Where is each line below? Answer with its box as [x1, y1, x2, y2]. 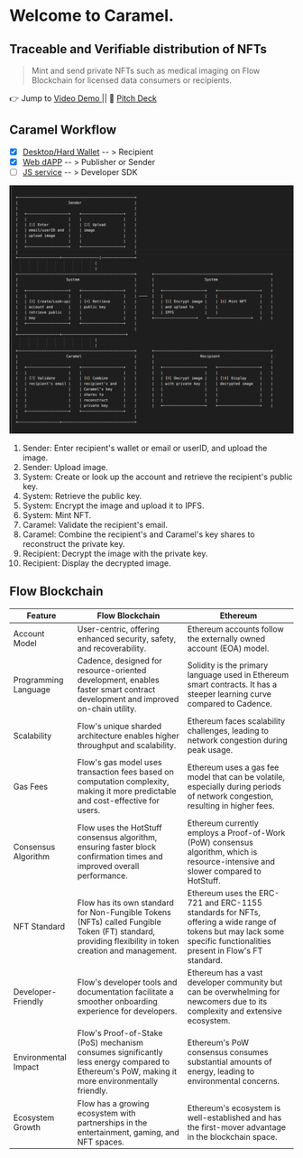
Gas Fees [13, 781, 48, 792]
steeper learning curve [187, 689, 272, 699]
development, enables [77, 674, 160, 685]
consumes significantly [77, 1047, 164, 1058]
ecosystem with [77, 1107, 137, 1118]
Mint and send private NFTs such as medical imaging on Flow [31, 65, 261, 76]
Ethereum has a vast [187, 968, 263, 978]
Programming [13, 674, 64, 685]
